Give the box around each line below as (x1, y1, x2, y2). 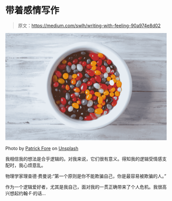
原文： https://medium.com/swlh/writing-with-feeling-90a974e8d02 (17, 22, 161, 29)
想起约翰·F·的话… (9, 190, 46, 196)
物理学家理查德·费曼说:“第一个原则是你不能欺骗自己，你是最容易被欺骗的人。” (5, 173, 166, 179)
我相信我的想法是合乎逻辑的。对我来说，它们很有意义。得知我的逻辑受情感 (5, 156, 162, 162)
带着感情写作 (5, 5, 60, 16)
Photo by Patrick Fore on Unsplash (5, 145, 78, 151)
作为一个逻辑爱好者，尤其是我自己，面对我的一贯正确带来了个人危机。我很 (5, 184, 162, 190)
